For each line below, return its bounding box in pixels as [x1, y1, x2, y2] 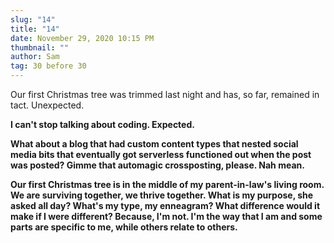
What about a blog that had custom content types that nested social [10, 138, 299, 150]
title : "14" [10, 24, 60, 34]
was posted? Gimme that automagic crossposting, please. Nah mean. [10, 159, 305, 171]
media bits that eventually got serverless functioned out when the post [10, 149, 312, 160]
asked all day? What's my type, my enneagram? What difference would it [10, 200, 321, 211]
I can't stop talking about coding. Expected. [10, 119, 195, 130]
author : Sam [10, 52, 60, 62]
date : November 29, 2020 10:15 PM [10, 33, 155, 43]
